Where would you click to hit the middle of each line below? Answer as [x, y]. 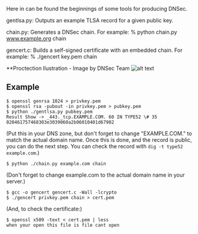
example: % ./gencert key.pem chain [52, 56]
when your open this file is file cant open [63, 225]
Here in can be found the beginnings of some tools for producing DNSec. [97, 9]
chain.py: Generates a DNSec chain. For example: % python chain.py [92, 32]
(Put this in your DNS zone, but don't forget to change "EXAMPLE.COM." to [99, 133]
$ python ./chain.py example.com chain [56, 163]
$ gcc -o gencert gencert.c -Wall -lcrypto [62, 192]
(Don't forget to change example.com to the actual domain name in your [96, 175]
